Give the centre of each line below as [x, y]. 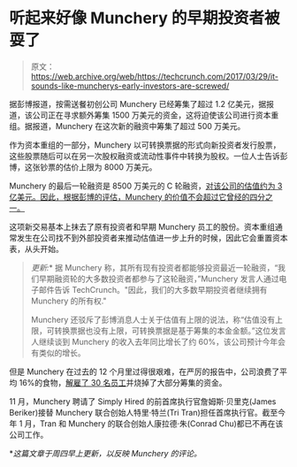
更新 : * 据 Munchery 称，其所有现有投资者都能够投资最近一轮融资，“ [154, 267]
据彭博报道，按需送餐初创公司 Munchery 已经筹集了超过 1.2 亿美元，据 [138, 103]
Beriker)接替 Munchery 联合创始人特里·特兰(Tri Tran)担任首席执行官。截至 [144, 412]
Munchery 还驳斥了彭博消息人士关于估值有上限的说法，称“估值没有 [153, 319]
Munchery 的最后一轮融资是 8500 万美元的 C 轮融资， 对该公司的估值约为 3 [146, 186]
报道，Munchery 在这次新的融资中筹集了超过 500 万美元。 [139, 126]
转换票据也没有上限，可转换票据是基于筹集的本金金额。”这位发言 [170, 330]
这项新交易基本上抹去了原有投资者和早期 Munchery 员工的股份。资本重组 [142, 226]
